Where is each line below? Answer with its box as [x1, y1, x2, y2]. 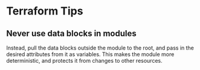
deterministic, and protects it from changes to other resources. [6, 57, 163, 64]
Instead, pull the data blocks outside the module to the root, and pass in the [6, 44, 195, 51]
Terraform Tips [6, 4, 83, 18]
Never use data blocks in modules [6, 28, 137, 39]
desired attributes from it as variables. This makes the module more [6, 51, 175, 58]
